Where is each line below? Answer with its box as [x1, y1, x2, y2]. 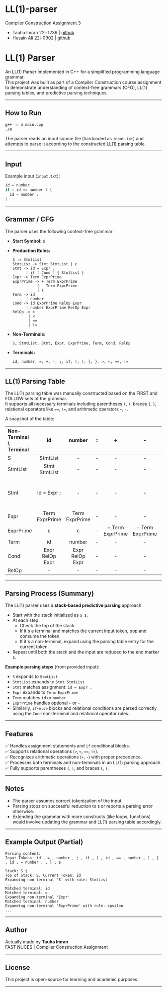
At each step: [12, 617, 40, 623]
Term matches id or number [12, 695, 66, 701]
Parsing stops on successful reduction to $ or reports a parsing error [12, 803, 153, 809]
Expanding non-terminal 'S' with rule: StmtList [5, 877, 108, 882]
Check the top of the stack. [19, 623, 76, 629]
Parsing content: [5, 851, 41, 856]
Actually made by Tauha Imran [5, 939, 69, 945]
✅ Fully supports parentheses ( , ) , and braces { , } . [5, 765, 109, 771]
